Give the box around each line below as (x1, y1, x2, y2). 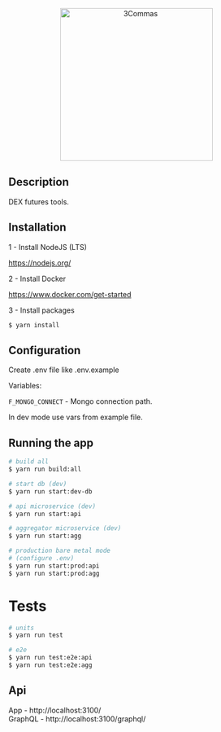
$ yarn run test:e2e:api (8, 654, 93, 662)
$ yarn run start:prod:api (8, 562, 100, 570)
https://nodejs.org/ (8, 257, 71, 268)
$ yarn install (8, 321, 60, 329)
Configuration (8, 343, 81, 357)
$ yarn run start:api (8, 510, 82, 518)
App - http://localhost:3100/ (8, 705, 102, 715)
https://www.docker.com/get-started (8, 289, 132, 299)
